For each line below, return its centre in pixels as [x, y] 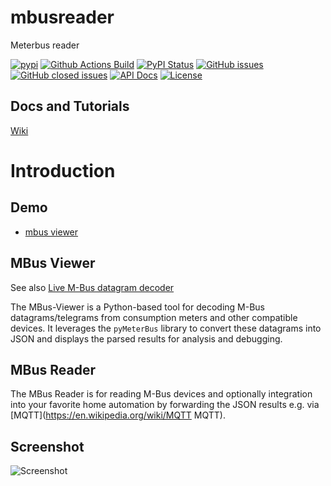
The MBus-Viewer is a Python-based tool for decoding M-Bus [138, 307]
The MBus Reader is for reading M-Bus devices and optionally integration [161, 394]
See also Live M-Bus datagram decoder [92, 287]
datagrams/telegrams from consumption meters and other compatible [154, 317]
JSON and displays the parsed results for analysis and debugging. [146, 338]
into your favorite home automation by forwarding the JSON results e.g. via [165, 405]
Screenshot [47, 446]
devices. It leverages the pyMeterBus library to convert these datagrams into [166, 328]
